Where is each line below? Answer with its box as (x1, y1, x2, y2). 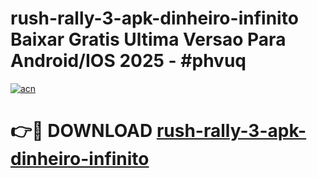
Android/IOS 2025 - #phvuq (10, 50, 247, 72)
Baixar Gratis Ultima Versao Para (10, 28, 287, 51)
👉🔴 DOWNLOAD (10, 120, 153, 142)
